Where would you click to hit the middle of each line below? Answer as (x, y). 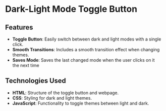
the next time (26, 65)
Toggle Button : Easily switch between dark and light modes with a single (87, 39)
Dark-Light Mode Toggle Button (71, 9)
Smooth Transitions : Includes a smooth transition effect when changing (86, 50)
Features (19, 27)
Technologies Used (35, 81)
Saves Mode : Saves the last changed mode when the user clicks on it (83, 60)
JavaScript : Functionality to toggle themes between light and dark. (81, 103)
